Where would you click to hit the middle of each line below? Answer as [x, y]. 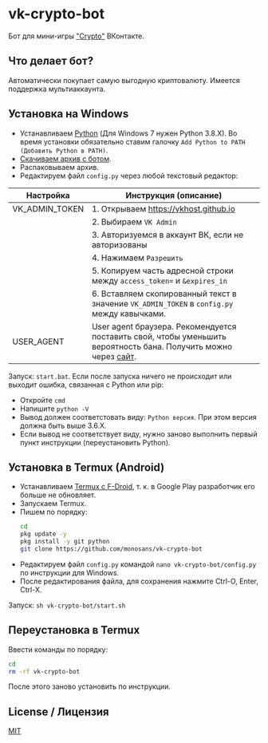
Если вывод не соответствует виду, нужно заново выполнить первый [138, 434]
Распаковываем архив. [59, 167]
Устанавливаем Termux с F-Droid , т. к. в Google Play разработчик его [137, 487]
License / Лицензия [59, 711]
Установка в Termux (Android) [87, 467]
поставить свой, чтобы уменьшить [159, 336]
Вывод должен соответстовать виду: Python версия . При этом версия [138, 417]
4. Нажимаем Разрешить [137, 258]
